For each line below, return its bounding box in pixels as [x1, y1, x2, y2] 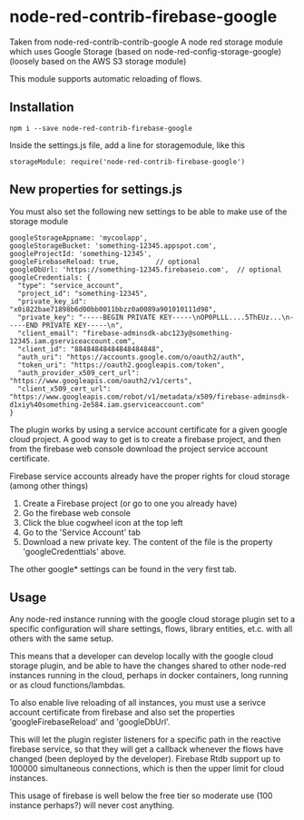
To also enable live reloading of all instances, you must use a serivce [9, 697, 266, 708]
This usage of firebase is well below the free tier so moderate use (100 [9, 790, 273, 801]
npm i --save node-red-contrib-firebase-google [9, 123, 193, 133]
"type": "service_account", [17, 281, 124, 290]
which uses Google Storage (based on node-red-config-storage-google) [9, 45, 282, 56]
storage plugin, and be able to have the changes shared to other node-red [9, 660, 287, 671]
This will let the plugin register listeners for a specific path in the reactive [9, 734, 281, 746]
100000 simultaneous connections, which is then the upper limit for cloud [9, 763, 284, 774]
